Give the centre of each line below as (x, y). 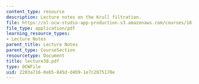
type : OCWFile (24, 67)
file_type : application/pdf (41, 28)
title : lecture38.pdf (33, 61)
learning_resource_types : (38, 34)
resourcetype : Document (36, 56)
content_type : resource (36, 12)
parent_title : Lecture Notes (42, 45)
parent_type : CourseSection (41, 50)
